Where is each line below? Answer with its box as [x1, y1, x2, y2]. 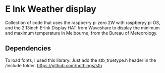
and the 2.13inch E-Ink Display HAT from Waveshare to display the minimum [5, 24, 160, 30]
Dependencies [5, 44, 51, 52]
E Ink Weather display [5, 3, 97, 15]
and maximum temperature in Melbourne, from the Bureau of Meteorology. [5, 30, 158, 36]
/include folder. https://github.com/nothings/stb [5, 62, 103, 68]
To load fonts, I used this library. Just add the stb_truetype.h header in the [5, 57, 156, 63]
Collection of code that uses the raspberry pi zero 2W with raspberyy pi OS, [5, 20, 161, 25]
